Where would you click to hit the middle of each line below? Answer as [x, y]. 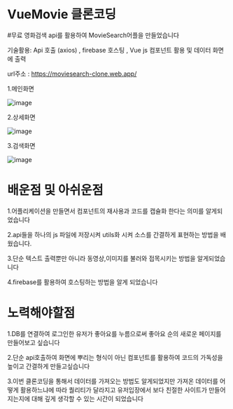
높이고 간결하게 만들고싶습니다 [49, 366]
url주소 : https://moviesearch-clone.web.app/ [72, 74]
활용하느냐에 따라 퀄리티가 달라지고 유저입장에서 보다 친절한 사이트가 [114, 389]
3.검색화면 [21, 145]
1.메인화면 [21, 88]
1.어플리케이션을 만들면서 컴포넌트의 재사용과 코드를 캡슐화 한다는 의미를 [106, 210]
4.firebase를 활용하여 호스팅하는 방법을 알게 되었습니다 [83, 282]
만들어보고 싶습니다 [34, 342]
